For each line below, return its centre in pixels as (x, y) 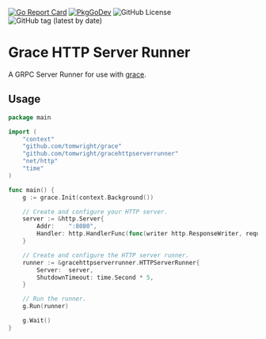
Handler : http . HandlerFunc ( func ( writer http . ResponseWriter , (140, 234)
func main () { (32, 190)
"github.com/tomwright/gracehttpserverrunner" (101, 154)
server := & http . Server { (63, 219)
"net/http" (40, 161)
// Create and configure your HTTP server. (95, 212)
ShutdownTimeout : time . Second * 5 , (95, 277)
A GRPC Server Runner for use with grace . (77, 74)
